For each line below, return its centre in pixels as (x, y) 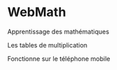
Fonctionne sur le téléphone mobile (59, 58)
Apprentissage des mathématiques (58, 31)
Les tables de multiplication (48, 45)
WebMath (37, 12)
